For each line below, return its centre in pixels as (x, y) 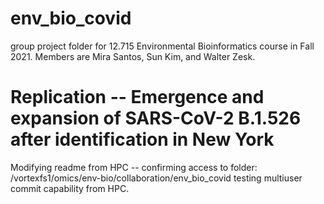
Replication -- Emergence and (137, 97)
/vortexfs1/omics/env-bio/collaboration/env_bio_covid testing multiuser (156, 178)
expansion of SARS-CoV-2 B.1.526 (156, 118)
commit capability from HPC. (70, 188)
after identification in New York (142, 139)
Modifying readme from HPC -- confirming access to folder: (134, 167)
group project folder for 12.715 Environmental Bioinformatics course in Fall (162, 46)
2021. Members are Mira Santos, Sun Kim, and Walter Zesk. (133, 56)
